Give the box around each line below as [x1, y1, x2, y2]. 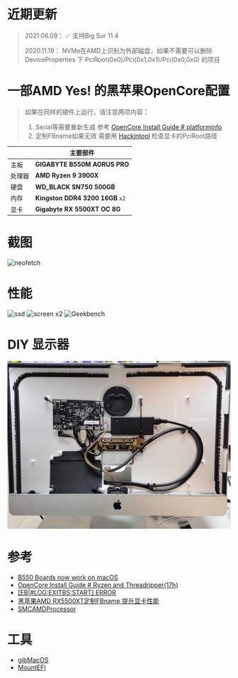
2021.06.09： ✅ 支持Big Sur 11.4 [24, 31, 119, 40]
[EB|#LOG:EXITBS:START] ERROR [17, 588, 117, 596]
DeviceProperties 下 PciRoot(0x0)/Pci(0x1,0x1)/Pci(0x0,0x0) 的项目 [24, 55, 221, 64]
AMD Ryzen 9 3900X [35, 171, 99, 180]
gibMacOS [17, 655, 49, 664]
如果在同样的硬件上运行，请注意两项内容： [24, 107, 149, 116]
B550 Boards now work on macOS [17, 573, 118, 581]
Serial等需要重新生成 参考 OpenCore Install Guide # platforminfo [35, 122, 222, 131]
